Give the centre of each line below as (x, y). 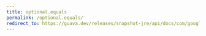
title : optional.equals (37, 12)
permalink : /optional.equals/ (45, 18)
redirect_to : (23, 23)
